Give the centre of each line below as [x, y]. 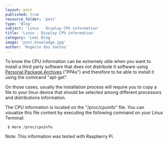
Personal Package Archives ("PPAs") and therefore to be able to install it [80, 72]
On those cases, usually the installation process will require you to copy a [81, 87]
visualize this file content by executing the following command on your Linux [84, 112]
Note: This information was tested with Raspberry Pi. [60, 136]
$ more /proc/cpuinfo [30, 127]
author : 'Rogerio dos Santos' [37, 47]
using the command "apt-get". [36, 77]
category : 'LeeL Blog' [29, 38]
